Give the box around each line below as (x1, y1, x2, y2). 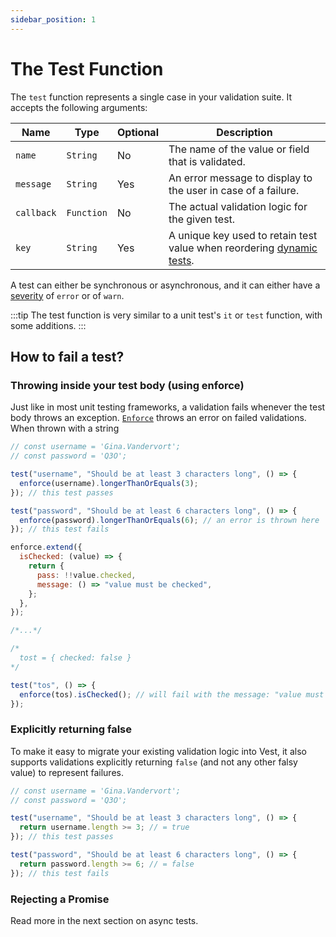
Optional (116, 125, 159, 139)
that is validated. (168, 154, 246, 168)
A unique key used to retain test (168, 228, 318, 242)
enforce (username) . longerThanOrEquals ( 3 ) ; (19, 478, 199, 488)
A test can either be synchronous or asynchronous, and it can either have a (10, 279, 321, 291)
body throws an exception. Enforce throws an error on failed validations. (10, 412, 307, 424)
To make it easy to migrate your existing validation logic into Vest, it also (10, 745, 307, 757)
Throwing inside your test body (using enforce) (10, 378, 245, 392)
